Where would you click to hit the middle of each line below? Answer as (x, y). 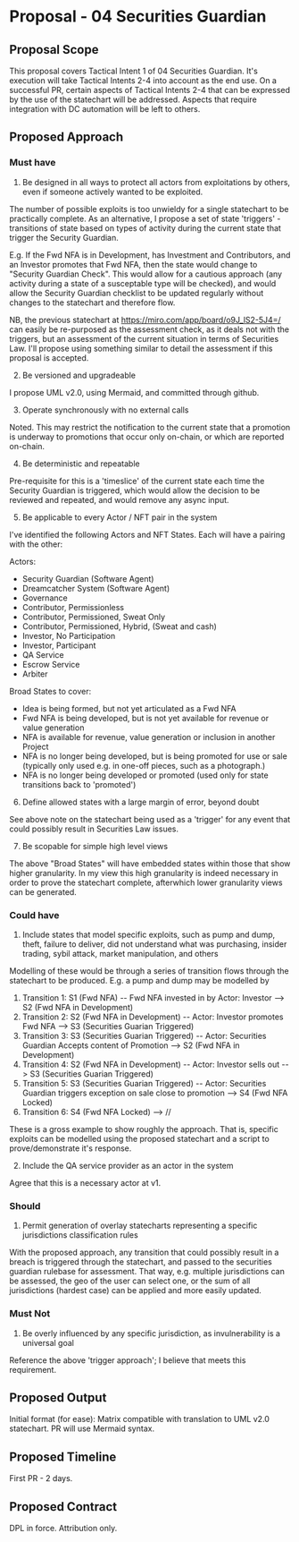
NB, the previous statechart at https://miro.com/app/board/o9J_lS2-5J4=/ (145, 319)
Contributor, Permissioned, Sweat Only (94, 617)
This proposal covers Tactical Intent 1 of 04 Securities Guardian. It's (134, 71)
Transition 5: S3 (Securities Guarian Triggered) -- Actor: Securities (144, 1083)
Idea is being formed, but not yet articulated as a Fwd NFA (129, 708)
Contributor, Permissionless (73, 607)
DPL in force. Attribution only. (63, 1529)
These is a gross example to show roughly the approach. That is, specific (144, 1129)
